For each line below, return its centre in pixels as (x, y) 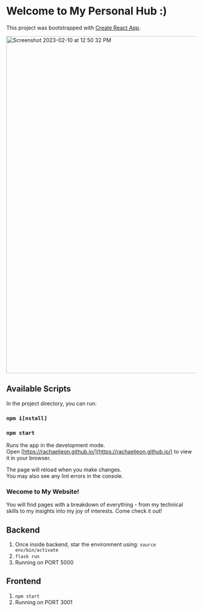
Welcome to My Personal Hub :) (87, 11)
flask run (27, 557)
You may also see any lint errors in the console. (65, 476)
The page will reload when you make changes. (64, 470)
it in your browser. (29, 457)
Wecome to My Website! (43, 491)
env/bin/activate (37, 550)
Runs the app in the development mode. (56, 445)
